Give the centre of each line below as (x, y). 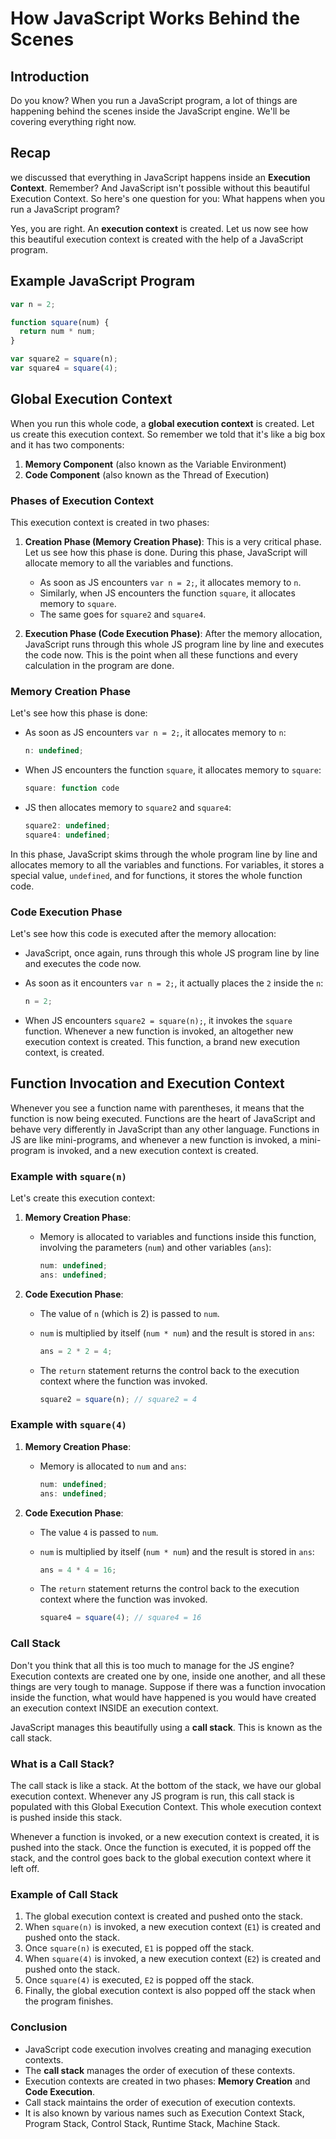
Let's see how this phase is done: (79, 713)
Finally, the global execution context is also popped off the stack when (170, 1991)
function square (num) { (60, 322)
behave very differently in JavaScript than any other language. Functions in (165, 1129)
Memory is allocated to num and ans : (113, 1466)
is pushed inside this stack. (66, 1817)
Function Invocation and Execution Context (147, 1083)
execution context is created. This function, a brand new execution (162, 1041)
